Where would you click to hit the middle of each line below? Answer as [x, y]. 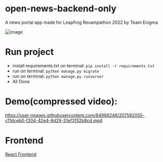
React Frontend [21, 154]
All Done [21, 81]
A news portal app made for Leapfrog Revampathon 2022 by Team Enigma [81, 22]
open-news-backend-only [61, 9]
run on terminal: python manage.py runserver [58, 76]
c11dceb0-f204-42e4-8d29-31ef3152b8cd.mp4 [54, 120]
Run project [29, 52]
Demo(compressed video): [61, 102]
